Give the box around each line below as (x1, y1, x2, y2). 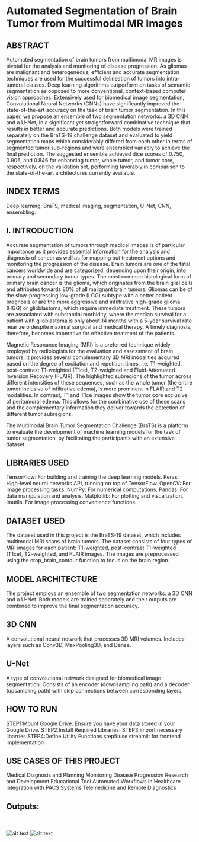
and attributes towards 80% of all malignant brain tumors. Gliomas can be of (6, 286, 192, 293)
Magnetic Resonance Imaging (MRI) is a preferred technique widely (6, 341, 171, 348)
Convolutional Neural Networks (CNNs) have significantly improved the (6, 100, 180, 107)
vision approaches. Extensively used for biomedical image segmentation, (6, 94, 185, 101)
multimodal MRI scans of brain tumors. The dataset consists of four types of (6, 538, 192, 545)
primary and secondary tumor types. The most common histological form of (6, 273, 191, 280)
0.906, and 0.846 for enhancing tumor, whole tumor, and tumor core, (6, 157, 175, 164)
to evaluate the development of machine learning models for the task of (6, 428, 181, 435)
